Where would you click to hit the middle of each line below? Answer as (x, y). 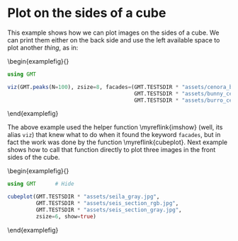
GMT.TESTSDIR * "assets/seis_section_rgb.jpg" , (107, 204)
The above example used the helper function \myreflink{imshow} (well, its (115, 127)
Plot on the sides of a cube (87, 13)
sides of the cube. (34, 158)
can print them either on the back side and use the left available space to (114, 40)
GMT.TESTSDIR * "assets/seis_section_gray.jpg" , (109, 210)
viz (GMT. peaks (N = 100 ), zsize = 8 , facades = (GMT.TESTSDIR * (93, 87)
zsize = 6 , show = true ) (66, 216)
